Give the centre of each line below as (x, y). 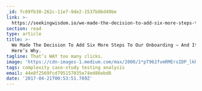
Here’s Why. (27, 51)
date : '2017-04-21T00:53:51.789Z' (50, 78)
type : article (24, 34)
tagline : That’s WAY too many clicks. (55, 56)
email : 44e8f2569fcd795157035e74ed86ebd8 (59, 73)
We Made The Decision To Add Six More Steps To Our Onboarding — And (100, 45)
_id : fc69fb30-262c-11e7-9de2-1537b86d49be (62, 12)
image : (14, 62)
